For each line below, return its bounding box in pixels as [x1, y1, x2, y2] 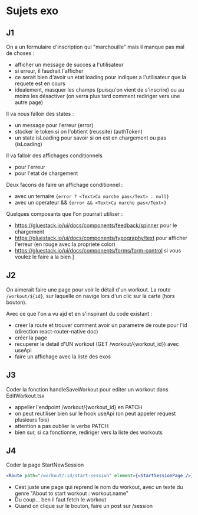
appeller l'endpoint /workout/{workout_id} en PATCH [14, 403, 143, 410]
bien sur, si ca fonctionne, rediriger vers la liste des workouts [14, 429, 163, 436]
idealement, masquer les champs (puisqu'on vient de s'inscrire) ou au [14, 86, 184, 93]
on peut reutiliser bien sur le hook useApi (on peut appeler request [14, 410, 176, 417]
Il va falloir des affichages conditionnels [6, 152, 103, 159]
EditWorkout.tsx [6, 392, 45, 399]
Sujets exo [6, 4, 59, 18]
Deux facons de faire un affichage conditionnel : [6, 182, 123, 188]
